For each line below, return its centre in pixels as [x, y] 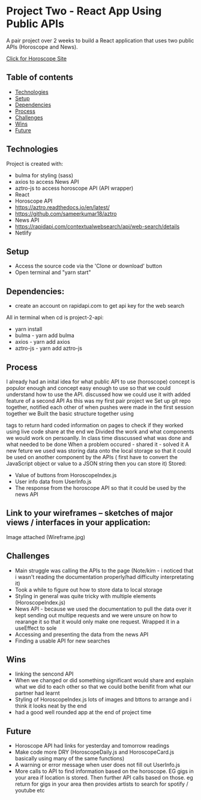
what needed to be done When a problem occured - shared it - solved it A [97, 444]
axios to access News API [47, 182]
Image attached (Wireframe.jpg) [46, 537]
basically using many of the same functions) [70, 759]
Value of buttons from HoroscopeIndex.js [66, 475]
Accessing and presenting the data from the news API [82, 634]
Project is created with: [35, 163]
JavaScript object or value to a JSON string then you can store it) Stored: [97, 463]
